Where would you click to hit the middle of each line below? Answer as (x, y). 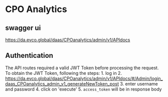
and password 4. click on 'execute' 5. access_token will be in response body (83, 89)
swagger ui (23, 28)
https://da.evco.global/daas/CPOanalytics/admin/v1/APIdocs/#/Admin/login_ (84, 78)
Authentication (29, 56)
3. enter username (139, 83)
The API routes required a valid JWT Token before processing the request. (82, 68)
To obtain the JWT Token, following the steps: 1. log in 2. (63, 73)
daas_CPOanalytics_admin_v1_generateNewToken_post (62, 83)
